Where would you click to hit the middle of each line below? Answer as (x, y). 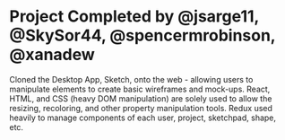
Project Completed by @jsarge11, (134, 17)
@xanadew (52, 55)
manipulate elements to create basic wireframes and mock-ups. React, (140, 89)
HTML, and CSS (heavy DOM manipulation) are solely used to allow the (141, 98)
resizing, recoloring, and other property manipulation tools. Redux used (141, 108)
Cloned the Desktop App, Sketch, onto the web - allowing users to (131, 79)
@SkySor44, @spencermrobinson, (142, 35)
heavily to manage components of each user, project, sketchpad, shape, (142, 118)
